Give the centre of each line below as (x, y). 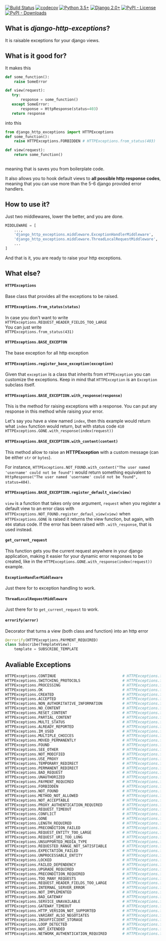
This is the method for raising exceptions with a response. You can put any (81, 406)
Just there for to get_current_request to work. (52, 609)
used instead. (19, 529)
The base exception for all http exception (47, 353)
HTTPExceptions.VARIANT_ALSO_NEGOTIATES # (65, 915)
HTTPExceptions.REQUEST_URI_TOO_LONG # (65, 837)
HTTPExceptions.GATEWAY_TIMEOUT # (65, 906)
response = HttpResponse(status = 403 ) (59, 109)
